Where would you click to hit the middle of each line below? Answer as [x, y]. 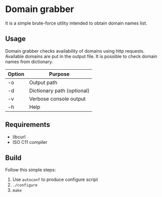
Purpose [59, 74]
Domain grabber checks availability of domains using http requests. [75, 51]
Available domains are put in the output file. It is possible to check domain [81, 56]
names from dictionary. [29, 62]
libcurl [19, 137]
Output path [43, 82]
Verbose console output [58, 99]
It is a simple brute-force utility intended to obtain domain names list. [76, 23]
